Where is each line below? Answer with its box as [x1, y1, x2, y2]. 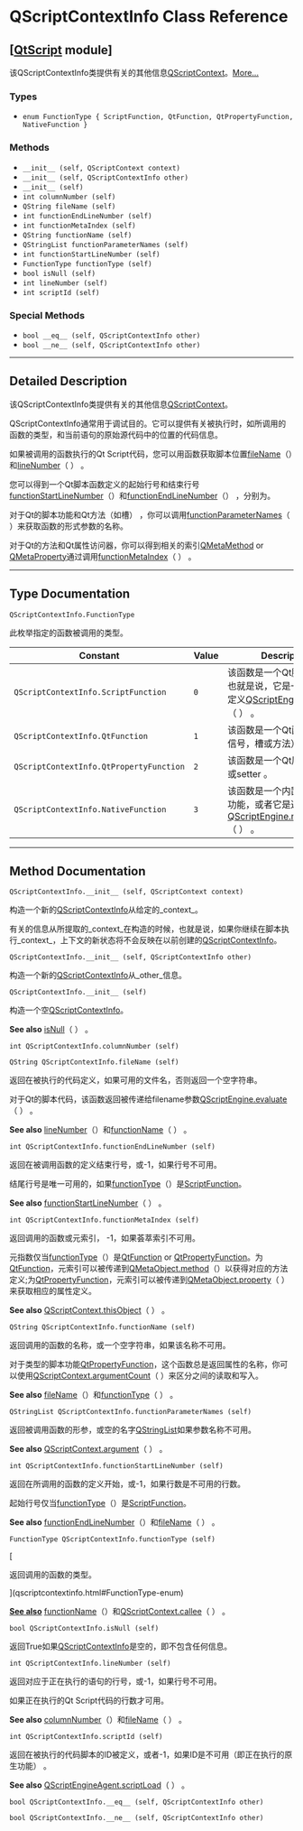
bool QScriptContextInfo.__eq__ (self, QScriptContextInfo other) [9, 1798, 264, 1807]
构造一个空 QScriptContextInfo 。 [9, 1004, 129, 1016]
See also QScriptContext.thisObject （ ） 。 [9, 1305, 170, 1316]
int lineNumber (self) [22, 278, 108, 288]
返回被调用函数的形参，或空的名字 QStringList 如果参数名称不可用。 [9, 1424, 257, 1436]
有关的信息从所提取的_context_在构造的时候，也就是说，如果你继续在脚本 [9, 923, 282, 935]
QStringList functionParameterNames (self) [22, 240, 189, 249]
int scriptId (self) [22, 288, 100, 297]
